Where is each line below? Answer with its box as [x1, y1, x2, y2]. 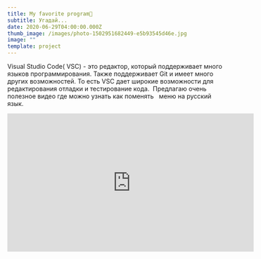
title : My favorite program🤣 [7, 10, 93, 18]
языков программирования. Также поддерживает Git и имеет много [7, 69, 214, 78]
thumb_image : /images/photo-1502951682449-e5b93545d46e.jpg [7, 29, 188, 37]
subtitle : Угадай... [7, 17, 68, 24]
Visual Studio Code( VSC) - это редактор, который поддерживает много [7, 62, 223, 70]
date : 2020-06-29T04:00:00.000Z [7, 23, 102, 30]
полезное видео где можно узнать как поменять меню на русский [7, 92, 212, 100]
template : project [7, 43, 61, 50]
